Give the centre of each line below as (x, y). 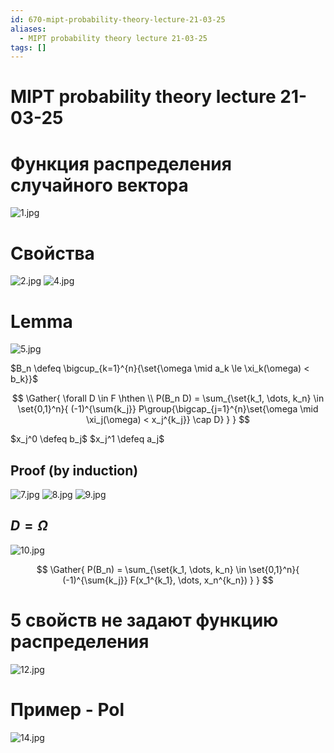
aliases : (28, 29)
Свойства (52, 253)
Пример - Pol (67, 710)
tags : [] (28, 47)
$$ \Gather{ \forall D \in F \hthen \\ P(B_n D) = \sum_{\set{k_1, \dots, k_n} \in (168, 398)
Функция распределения (121, 163)
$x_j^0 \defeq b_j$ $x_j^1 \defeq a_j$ (87, 439)
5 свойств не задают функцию (144, 620)
